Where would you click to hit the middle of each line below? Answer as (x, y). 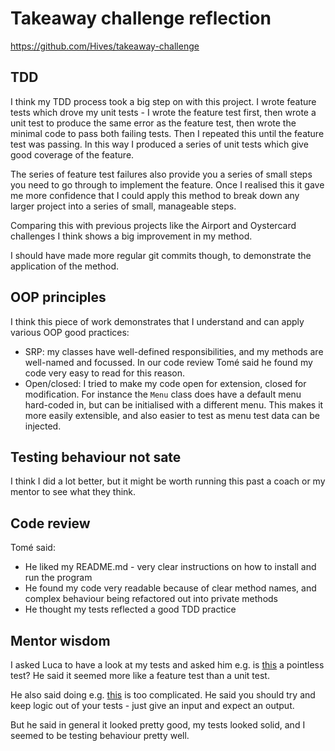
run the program (58, 578)
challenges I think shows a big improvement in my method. (131, 236)
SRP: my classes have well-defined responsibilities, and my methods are (174, 351)
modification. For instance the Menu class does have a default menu (163, 394)
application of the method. (65, 266)
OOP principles (58, 297)
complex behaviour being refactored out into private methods (151, 599)
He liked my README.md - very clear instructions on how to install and (170, 567)
